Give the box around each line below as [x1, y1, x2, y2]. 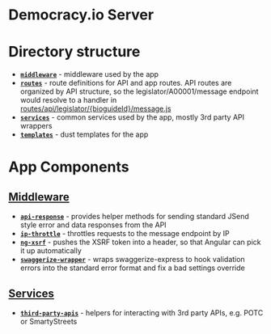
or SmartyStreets [19, 316, 78, 326]
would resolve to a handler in [19, 95, 117, 105]
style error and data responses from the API [19, 220, 167, 230]
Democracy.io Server [8, 6, 155, 24]
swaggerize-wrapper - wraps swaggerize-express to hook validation [19, 255, 245, 264]
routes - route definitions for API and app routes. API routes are [19, 78, 232, 88]
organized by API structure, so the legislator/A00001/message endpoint [19, 87, 259, 96]
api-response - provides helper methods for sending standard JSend [19, 212, 249, 222]
